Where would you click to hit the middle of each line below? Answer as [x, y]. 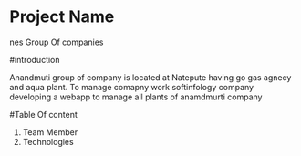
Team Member [50, 132]
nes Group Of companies [57, 42]
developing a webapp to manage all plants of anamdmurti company [136, 97]
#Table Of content [43, 114]
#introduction [35, 59]
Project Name [62, 17]
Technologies [48, 141]
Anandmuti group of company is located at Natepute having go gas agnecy [150, 77]
